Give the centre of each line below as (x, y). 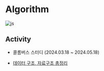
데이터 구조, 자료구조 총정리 (40, 63)
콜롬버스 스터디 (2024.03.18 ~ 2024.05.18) (56, 52)
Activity (18, 39)
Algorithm (27, 9)
